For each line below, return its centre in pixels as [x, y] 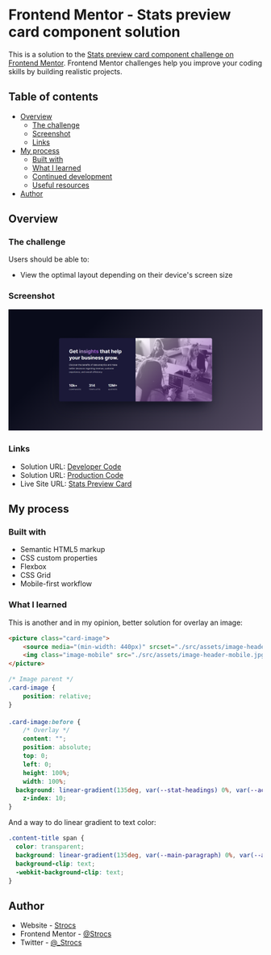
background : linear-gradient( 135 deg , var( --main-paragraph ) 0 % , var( [135, 855]
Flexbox [33, 567]
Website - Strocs [48, 925]
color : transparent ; [50, 847]
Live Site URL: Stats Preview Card [76, 484]
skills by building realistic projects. [65, 71]
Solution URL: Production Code [71, 475]
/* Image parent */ [41, 680]
